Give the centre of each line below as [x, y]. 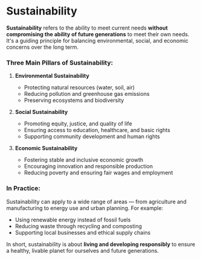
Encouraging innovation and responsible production [88, 166]
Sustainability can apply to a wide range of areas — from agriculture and [97, 201]
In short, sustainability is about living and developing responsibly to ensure [101, 244]
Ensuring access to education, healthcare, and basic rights [97, 130]
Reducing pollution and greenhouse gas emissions [87, 94]
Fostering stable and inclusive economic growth [84, 160]
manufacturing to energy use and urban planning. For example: [85, 208]
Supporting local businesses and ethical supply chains [83, 232]
